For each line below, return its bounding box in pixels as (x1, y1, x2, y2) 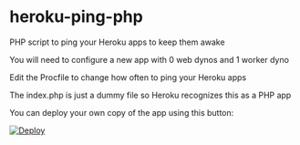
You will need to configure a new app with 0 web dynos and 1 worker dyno (9, 54, 290, 65)
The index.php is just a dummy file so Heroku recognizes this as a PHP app (9, 89, 292, 100)
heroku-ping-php (9, 6, 143, 27)
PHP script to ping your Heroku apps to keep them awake (9, 36, 225, 47)
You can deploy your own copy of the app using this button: (9, 107, 234, 118)
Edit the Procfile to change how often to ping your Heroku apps (9, 71, 247, 83)
